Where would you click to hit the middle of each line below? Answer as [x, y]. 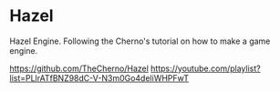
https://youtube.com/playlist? [206, 68]
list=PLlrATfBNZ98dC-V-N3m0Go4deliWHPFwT [99, 77]
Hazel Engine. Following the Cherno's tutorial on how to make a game [140, 41]
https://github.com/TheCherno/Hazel [79, 68]
